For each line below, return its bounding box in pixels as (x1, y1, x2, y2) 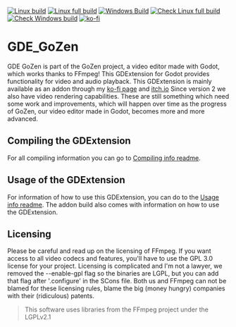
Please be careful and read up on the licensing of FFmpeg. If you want (7, 247, 211, 255)
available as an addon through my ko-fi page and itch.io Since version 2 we (7, 85, 226, 93)
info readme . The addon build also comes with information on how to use (7, 200, 220, 209)
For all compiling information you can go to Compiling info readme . (7, 154, 201, 162)
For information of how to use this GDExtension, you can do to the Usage (7, 192, 220, 201)
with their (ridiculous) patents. (7, 292, 95, 300)
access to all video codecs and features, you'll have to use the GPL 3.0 (7, 254, 213, 263)
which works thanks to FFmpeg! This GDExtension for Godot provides (7, 69, 210, 78)
